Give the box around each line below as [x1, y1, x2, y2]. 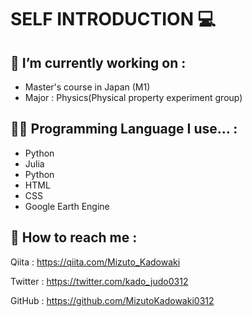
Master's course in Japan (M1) [24, 81, 151, 93]
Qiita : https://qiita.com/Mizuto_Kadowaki [10, 256, 181, 268]
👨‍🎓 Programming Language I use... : [10, 121, 238, 138]
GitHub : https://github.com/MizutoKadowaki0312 [10, 294, 215, 306]
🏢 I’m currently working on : [10, 54, 187, 71]
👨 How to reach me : [10, 229, 138, 246]
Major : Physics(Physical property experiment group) [24, 92, 243, 103]
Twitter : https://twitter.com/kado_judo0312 [10, 275, 189, 287]
